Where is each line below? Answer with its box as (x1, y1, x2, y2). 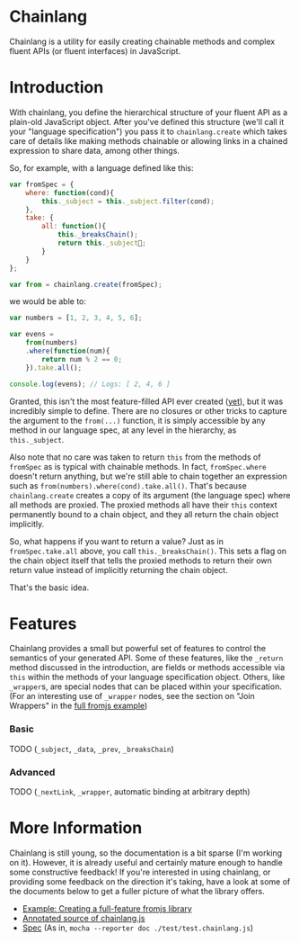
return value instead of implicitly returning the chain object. (9, 564, 228, 575)
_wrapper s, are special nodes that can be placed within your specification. (9, 681, 283, 692)
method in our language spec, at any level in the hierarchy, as (9, 425, 237, 435)
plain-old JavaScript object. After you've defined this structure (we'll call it (9, 116, 285, 127)
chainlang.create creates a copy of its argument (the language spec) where (9, 489, 291, 500)
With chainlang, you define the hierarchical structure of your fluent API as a (9, 106, 288, 118)
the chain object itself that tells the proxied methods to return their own (9, 555, 272, 566)
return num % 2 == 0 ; (41, 354, 123, 363)
